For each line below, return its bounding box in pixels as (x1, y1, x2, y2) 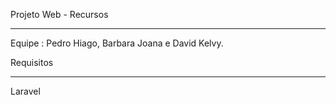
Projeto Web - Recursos (10, 9, 109, 20)
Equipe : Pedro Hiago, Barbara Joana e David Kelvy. (10, 37, 224, 49)
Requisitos (10, 57, 54, 68)
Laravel (10, 85, 41, 97)
